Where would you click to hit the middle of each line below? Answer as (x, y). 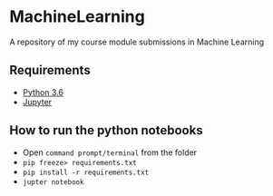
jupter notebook (53, 182)
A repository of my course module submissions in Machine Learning (137, 42)
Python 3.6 (43, 92)
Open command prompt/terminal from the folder (110, 152)
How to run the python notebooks (106, 130)
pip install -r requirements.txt (86, 172)
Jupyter (37, 102)
